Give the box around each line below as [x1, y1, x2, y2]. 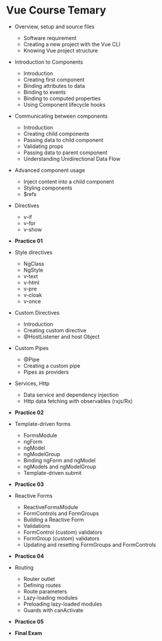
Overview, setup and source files [14, 23, 95, 30]
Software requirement [23, 34, 77, 41]
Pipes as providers [23, 368, 69, 375]
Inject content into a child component [23, 178, 114, 185]
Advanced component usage [14, 166, 85, 174]
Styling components [23, 184, 72, 191]
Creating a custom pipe [23, 362, 81, 369]
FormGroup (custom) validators [23, 534, 100, 542]
